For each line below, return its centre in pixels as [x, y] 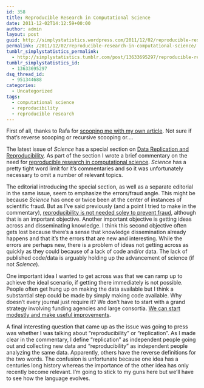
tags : [13, 97]
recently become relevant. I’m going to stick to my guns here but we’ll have [100, 372]
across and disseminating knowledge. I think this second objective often [97, 226]
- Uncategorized [32, 91]
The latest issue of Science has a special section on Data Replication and [98, 149]
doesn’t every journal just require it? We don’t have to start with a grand [96, 302]
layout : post [23, 35]
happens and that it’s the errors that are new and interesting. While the [94, 238]
